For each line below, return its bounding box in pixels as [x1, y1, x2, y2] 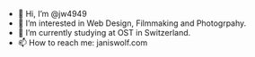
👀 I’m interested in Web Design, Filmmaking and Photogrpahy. [17, 18, 247, 28]
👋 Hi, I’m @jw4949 [17, 9, 87, 19]
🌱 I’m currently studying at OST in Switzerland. [17, 28, 191, 37]
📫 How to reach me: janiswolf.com [17, 37, 148, 48]
